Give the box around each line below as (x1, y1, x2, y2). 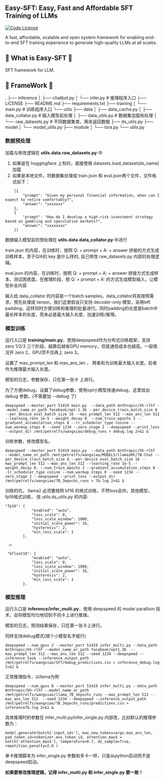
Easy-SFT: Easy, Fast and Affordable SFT (5, 4, 133, 12)
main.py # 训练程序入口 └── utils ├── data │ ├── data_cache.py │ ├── (5, 106, 152, 113)
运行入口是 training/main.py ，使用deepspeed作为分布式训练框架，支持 (5, 337, 151, 343)
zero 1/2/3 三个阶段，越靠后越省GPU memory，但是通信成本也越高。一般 (5, 343, 154, 350)
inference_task (5, 656, 36, 661)
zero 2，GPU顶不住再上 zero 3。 (14, 350, 81, 355)
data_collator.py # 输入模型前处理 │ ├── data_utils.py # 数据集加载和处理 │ (5, 113, 157, 118)
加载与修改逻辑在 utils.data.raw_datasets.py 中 (5, 150, 102, 156)
